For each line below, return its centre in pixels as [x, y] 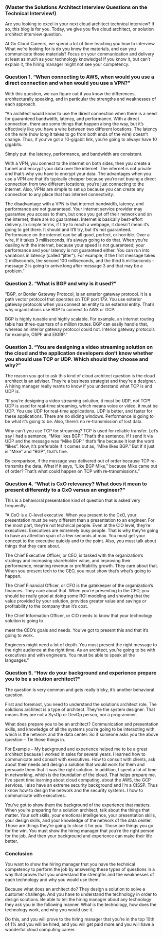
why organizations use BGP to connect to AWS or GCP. [60, 309]
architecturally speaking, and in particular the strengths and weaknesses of [81, 99]
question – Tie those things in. [35, 739]
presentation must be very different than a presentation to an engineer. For [80, 520]
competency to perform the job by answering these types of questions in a [80, 869]
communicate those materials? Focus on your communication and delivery [80, 54]
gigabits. [14, 144]
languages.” [17, 660]
